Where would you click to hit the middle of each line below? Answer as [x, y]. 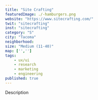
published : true [22, 78]
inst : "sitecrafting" [27, 28]
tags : [11, 55]
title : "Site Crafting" [30, 10]
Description [17, 92]
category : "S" [20, 33]
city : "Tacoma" [21, 37]
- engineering [28, 74]
